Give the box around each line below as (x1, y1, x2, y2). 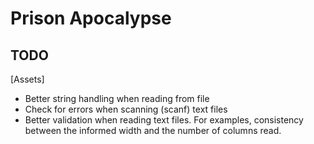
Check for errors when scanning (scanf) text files (24, 103, 228, 115)
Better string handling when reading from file (24, 93, 210, 104)
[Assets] (10, 73, 45, 85)
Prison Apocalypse (10, 7, 172, 30)
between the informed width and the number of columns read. (24, 125, 282, 136)
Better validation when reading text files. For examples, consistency (24, 114, 304, 126)
